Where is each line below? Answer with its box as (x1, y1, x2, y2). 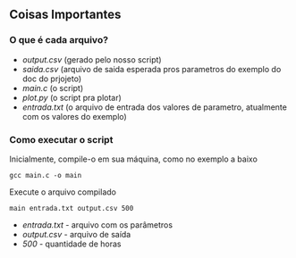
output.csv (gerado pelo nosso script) (21, 54, 163, 65)
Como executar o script (9, 133, 114, 146)
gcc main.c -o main (9, 171, 82, 179)
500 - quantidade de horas (21, 238, 122, 249)
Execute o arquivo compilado (9, 187, 116, 197)
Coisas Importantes (9, 7, 122, 22)
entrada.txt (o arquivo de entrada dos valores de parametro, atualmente (21, 102, 288, 112)
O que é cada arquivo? (9, 34, 109, 46)
